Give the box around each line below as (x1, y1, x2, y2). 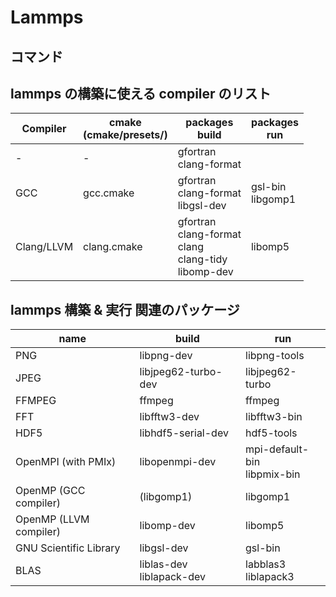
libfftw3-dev (139, 410, 200, 424)
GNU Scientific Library (15, 541, 121, 555)
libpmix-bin (245, 467, 301, 481)
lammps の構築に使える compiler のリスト (10, 85, 272, 102)
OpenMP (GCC (15, 484, 86, 498)
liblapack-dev (139, 570, 207, 584)
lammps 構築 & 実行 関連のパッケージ (10, 301, 240, 318)
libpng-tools (245, 349, 305, 363)
